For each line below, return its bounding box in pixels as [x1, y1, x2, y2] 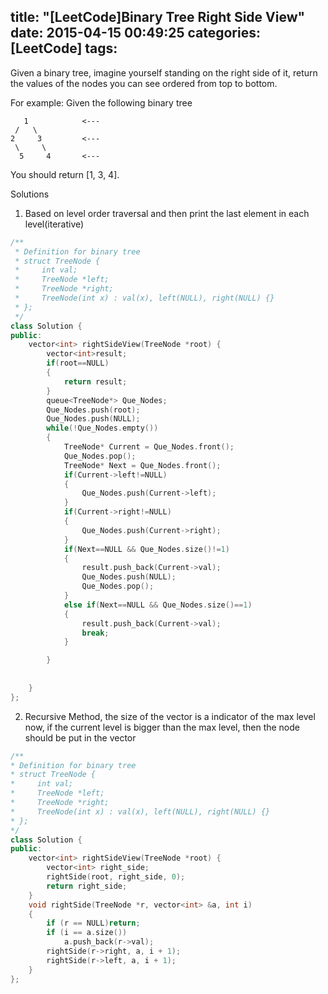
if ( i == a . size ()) [46, 928, 128, 938]
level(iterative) [24, 218, 85, 230]
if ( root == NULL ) [46, 358, 110, 369]
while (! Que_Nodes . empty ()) [46, 423, 159, 434]
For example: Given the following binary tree [10, 96, 193, 109]
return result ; [63, 376, 128, 387]
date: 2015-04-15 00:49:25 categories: [10, 25, 261, 42]
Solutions [10, 188, 50, 200]
